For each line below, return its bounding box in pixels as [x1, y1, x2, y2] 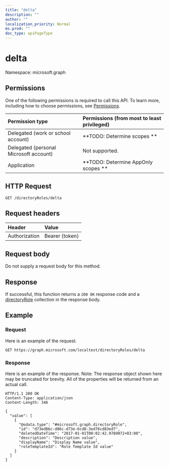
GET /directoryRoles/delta [5, 195, 62, 200]
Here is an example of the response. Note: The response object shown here [5, 371, 162, 377]
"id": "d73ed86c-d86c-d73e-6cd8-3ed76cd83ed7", [18, 426, 121, 432]
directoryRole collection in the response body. [5, 296, 101, 302]
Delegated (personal [8, 144, 56, 151]
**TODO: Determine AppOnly [82, 159, 153, 166]
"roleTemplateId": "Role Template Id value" [18, 444, 114, 449]
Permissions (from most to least [82, 115, 161, 122]
